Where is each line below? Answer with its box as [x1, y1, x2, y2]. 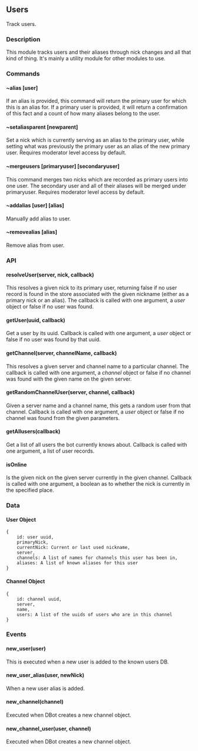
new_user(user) [6, 645, 46, 652]
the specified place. [6, 487, 54, 494]
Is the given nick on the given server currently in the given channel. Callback [6, 474, 192, 481]
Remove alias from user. [6, 242, 65, 249]
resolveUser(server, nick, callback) [6, 271, 94, 278]
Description [6, 35, 41, 43]
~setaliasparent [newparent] [6, 123, 78, 131]
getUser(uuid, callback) [6, 316, 66, 324]
